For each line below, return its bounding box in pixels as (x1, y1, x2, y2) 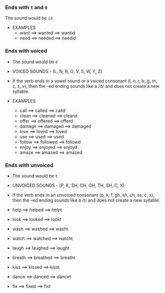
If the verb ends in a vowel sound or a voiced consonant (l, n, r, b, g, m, (12, 78, 157, 84)
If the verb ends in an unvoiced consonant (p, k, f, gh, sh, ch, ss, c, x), (12, 192, 155, 198)
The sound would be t (12, 173, 58, 179)
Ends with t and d (5, 4, 48, 11)
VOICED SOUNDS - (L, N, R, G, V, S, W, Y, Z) (12, 68, 102, 74)
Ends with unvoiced (5, 162, 53, 169)
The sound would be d (12, 59, 58, 65)
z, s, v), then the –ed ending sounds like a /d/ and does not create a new (12, 83, 160, 89)
